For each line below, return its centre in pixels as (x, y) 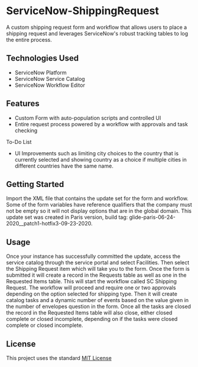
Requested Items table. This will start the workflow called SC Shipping (92, 281)
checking (26, 130)
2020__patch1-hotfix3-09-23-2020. (49, 224)
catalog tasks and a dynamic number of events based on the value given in (98, 300)
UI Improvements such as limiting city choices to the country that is (97, 153)
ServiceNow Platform (40, 73)
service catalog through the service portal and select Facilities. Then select (98, 263)
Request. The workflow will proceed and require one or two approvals (91, 288)
